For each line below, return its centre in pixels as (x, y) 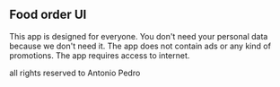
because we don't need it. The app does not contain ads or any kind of (140, 46)
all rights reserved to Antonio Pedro (75, 73)
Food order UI (48, 15)
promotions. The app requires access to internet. (100, 55)
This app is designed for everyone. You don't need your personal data (139, 36)
